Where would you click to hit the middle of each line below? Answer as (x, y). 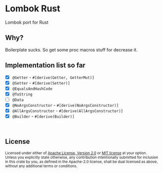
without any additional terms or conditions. (41, 166)
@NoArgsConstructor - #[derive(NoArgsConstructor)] (65, 105)
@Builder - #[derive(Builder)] (43, 116)
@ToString (22, 94)
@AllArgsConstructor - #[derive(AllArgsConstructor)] (68, 110)
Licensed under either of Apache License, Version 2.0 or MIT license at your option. (76, 153)
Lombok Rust (33, 9)
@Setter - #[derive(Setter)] (41, 83)
